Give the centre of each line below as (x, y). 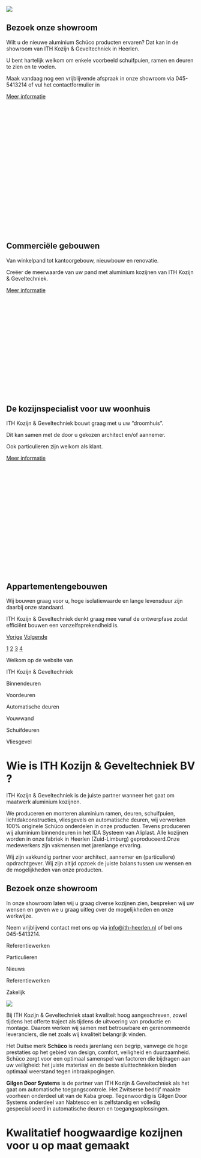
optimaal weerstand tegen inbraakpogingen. (61, 1071)
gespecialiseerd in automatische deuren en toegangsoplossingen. (88, 1108)
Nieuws (16, 969)
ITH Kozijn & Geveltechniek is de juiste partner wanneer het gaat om (91, 796)
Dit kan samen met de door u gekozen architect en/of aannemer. (86, 435)
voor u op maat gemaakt (68, 1146)
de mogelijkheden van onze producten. (55, 870)
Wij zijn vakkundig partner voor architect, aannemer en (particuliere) (91, 857)
